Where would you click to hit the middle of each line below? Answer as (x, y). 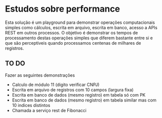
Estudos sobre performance (63, 9)
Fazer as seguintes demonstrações (40, 75)
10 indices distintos (31, 105)
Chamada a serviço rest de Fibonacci (49, 110)
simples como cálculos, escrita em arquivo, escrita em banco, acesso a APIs (81, 27)
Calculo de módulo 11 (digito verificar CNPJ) (56, 84)
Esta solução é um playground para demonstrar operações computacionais (80, 22)
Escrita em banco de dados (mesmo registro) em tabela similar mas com (84, 100)
